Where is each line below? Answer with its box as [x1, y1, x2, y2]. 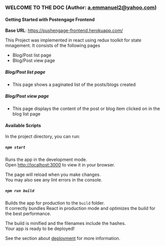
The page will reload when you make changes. [5, 171, 101, 177]
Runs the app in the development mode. [5, 156, 87, 162]
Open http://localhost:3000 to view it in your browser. [5, 162, 116, 168]
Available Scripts [5, 122, 41, 128]
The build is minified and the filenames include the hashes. [5, 220, 126, 226]
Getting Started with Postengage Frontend [5, 16, 95, 22]
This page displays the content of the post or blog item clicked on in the [12, 105, 161, 111]
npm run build [5, 188, 35, 193]
